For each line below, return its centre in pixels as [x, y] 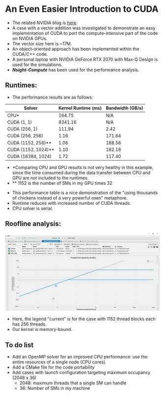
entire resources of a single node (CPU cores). [59, 362]
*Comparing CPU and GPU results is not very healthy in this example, [83, 167]
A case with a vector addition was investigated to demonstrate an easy [84, 28]
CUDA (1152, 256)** [29, 143]
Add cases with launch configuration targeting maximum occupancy [81, 372]
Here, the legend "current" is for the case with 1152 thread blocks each [84, 319]
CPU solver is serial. [32, 208]
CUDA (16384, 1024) [29, 156]
